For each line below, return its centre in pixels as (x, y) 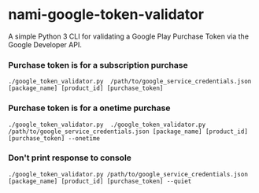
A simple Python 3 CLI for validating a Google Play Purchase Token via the (129, 36)
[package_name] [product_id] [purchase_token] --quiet (100, 181)
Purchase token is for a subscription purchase (98, 65)
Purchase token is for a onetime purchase (89, 108)
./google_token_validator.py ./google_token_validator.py (107, 124)
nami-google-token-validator (106, 15)
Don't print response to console (70, 158)
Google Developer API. (45, 44)
